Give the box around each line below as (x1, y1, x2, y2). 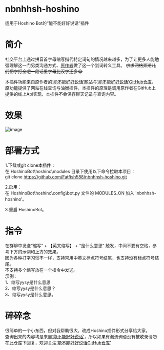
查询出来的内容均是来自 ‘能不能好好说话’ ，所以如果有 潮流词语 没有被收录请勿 (5, 333, 157, 339)
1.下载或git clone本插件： (5, 162, 56, 168)
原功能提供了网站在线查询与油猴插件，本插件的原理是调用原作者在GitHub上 (5, 85, 156, 91)
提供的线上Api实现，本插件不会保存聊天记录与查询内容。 (5, 91, 119, 97)
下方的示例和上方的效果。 (9, 248, 61, 255)
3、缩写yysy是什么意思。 (5, 291, 56, 297)
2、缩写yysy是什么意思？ (5, 285, 56, 291)
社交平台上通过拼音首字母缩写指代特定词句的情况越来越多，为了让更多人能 (5, 56, 155, 62)
